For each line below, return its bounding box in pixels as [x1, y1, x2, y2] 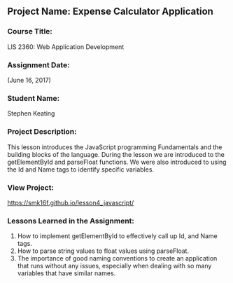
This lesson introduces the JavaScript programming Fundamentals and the [7, 143, 223, 151]
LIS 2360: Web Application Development [7, 42, 125, 51]
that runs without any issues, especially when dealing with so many [17, 262, 212, 270]
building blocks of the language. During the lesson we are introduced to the [7, 150, 225, 158]
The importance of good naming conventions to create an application [17, 254, 218, 263]
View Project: [7, 182, 55, 192]
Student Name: [7, 93, 60, 103]
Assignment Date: [7, 60, 70, 69]
